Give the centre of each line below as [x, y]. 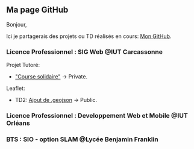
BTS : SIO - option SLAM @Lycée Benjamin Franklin [82, 139]
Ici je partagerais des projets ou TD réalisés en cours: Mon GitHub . [89, 36]
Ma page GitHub [37, 10]
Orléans [18, 123]
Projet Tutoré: [23, 65]
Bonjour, [17, 24]
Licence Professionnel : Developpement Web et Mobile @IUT [97, 116]
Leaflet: [16, 88]
